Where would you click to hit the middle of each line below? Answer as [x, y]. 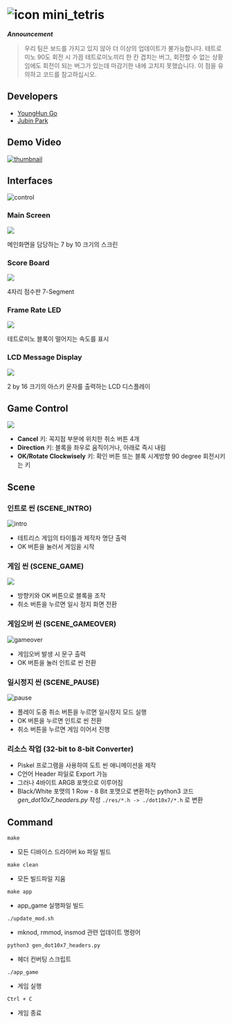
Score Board [28, 263]
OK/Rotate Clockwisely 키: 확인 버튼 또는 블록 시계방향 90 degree [109, 456]
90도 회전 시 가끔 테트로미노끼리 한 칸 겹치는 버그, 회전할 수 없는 [124, 57]
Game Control [38, 408]
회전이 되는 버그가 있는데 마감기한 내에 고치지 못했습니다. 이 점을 [130, 65]
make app [20, 892]
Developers [33, 97]
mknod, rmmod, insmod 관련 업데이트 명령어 [79, 932]
